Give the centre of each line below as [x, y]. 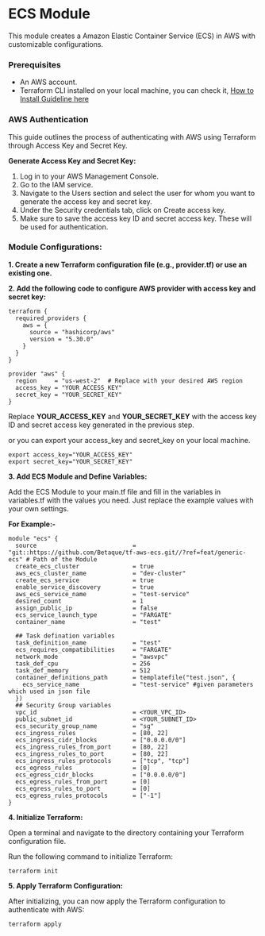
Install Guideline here [54, 99]
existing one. [30, 273]
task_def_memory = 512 [83, 670]
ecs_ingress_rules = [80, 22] [92, 733]
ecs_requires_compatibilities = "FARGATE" [94, 649]
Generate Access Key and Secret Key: [72, 160]
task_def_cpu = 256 [83, 664]
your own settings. [38, 508]
